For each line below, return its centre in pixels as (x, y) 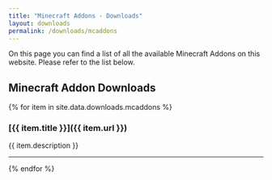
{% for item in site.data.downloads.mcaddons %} (90, 107)
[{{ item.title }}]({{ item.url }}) (68, 128)
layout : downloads (39, 23)
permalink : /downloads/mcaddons (63, 31)
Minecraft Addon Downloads (82, 88)
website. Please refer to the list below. (72, 62)
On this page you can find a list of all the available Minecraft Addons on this (134, 54)
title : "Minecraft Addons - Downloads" (76, 16)
